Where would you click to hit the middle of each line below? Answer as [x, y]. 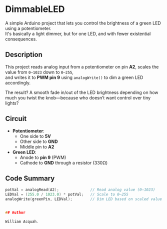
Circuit [16, 119]
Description [24, 55]
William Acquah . [22, 221]
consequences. [21, 39]
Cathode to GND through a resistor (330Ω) [64, 162]
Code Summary [30, 178]
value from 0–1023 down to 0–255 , [39, 72]
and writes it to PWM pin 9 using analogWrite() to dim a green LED [74, 77]
